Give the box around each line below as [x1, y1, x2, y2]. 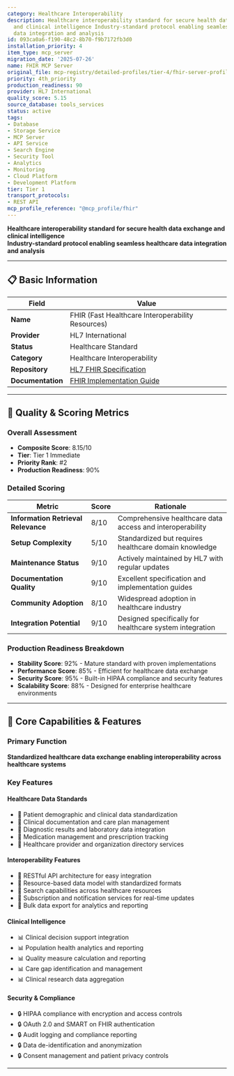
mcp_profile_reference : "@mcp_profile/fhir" [7, 205, 139, 212]
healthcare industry [117, 602, 182, 612]
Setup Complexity [10, 537, 72, 547]
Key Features [7, 777, 54, 787]
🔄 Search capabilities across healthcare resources [17, 886, 162, 894]
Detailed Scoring [7, 484, 65, 493]
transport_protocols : [7, 192, 70, 199]
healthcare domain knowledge [117, 542, 217, 552]
